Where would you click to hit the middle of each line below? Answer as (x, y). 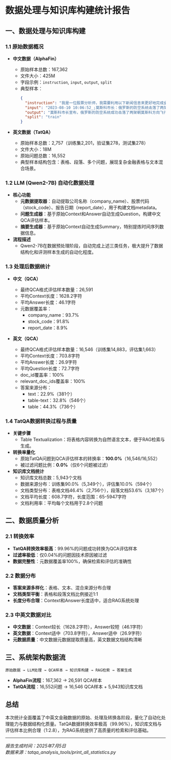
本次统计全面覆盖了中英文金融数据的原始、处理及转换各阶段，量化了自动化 (83, 717)
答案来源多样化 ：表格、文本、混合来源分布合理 (62, 588)
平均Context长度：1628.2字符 (51, 296)
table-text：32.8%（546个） (58, 400)
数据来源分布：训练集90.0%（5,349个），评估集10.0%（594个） (87, 484)
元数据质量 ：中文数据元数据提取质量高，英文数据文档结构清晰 (77, 640)
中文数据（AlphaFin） (36, 59)
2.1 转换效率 (20, 537)
